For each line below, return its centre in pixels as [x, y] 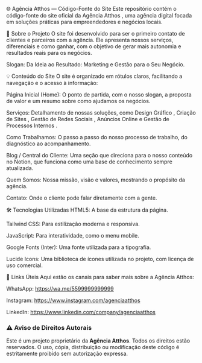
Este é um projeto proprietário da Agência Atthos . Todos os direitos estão [98, 341]
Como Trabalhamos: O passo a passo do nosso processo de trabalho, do [97, 137]
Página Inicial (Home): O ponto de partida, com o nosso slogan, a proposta [99, 95]
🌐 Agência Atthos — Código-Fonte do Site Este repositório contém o [91, 9]
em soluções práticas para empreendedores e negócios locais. [84, 22]
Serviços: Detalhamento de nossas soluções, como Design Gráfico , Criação [101, 113]
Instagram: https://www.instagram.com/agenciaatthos [73, 300]
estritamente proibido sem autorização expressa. [67, 354]
